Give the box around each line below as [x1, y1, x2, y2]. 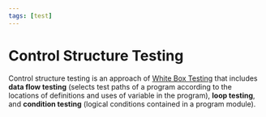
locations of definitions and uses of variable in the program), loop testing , [8, 90, 255, 100]
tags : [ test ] [8, 11, 53, 20]
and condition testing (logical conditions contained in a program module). [8, 98, 256, 109]
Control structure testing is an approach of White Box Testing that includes [8, 73, 258, 83]
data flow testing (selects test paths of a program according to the [8, 81, 233, 91]
